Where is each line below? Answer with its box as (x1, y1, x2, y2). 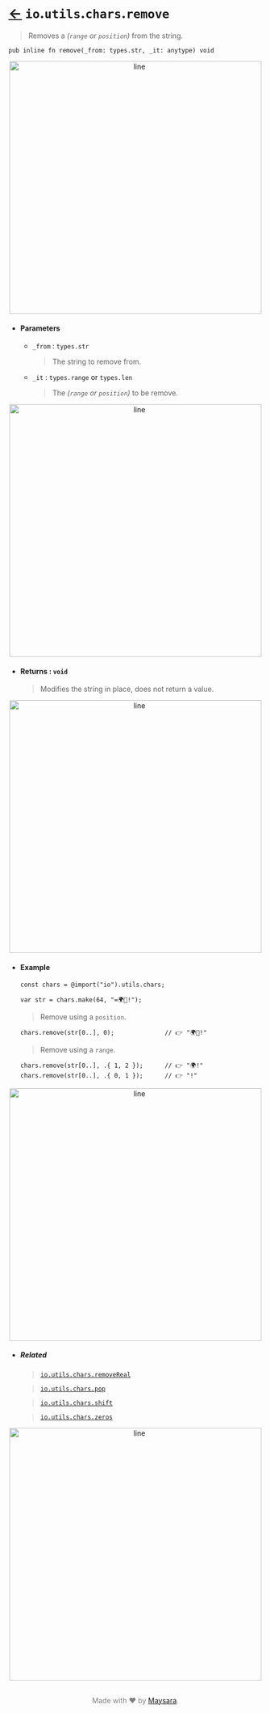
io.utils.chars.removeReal (39, 1370, 131, 1378)
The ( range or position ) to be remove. (52, 388, 179, 398)
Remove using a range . (39, 1044, 116, 1054)
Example (19, 962, 51, 972)
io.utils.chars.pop (39, 1385, 106, 1393)
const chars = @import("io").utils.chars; (19, 981, 165, 989)
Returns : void (19, 666, 69, 676)
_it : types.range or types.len (31, 373, 133, 382)
